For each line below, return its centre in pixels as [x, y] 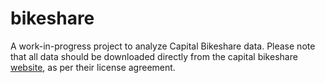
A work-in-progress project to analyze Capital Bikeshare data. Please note [163, 46]
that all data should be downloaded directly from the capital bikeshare [154, 56]
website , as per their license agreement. [93, 67]
